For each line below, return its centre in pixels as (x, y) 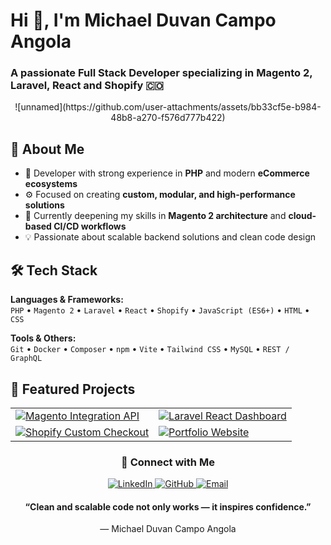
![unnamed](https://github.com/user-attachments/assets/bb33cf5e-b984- (168, 107)
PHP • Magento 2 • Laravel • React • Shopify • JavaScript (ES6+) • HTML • (160, 310)
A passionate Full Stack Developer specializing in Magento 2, (161, 73)
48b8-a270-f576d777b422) (168, 118)
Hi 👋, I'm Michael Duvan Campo (143, 20)
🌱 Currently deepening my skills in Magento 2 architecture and (155, 216)
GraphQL (26, 359)
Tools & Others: (43, 338)
